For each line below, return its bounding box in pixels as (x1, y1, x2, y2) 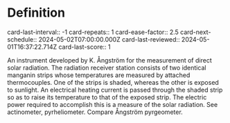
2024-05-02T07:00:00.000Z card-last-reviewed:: (38, 35, 180, 43)
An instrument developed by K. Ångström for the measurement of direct (7, 56, 213, 64)
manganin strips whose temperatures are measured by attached (7, 71, 191, 79)
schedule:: (7, 35, 37, 43)
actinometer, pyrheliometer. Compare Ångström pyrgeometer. (7, 108, 184, 116)
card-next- (179, 28, 211, 36)
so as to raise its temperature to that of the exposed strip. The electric (7, 92, 207, 101)
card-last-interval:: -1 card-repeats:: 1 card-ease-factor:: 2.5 (7, 28, 179, 36)
